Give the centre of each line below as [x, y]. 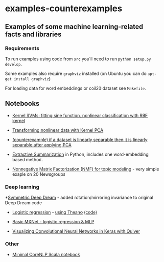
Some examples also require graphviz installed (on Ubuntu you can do [76, 73]
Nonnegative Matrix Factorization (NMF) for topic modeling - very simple [85, 169]
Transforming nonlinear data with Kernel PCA [58, 130]
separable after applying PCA [42, 144]
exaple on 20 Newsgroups [39, 174]
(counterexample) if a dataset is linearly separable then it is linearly [80, 140]
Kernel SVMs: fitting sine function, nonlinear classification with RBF [80, 115]
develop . [13, 64]
